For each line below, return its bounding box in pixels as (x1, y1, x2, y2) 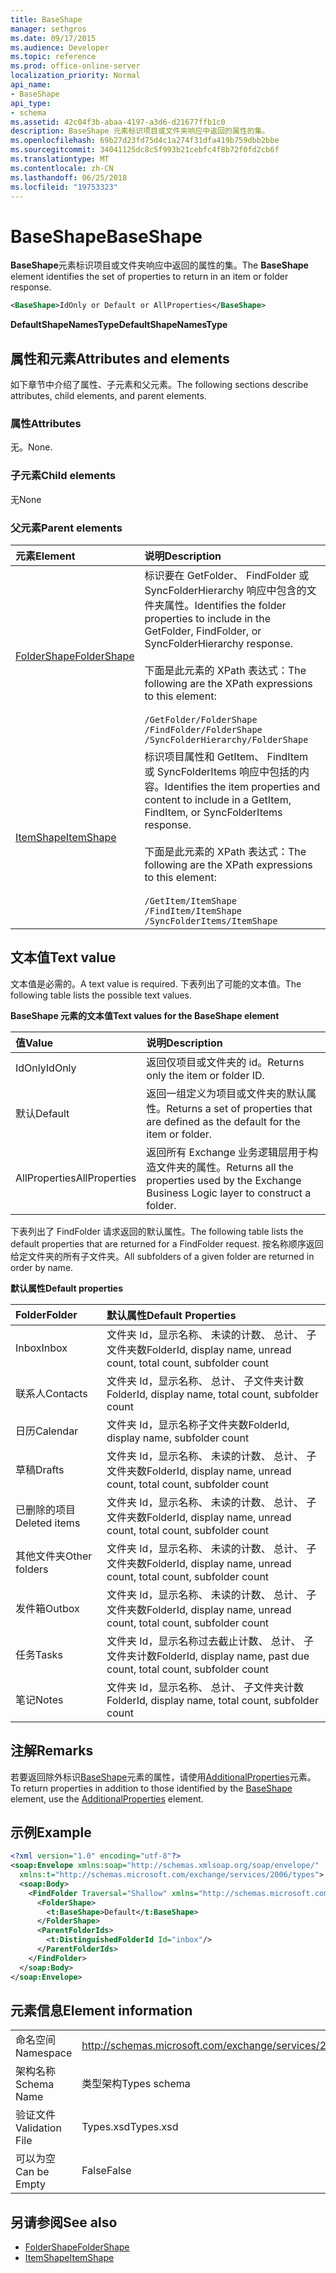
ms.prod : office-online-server (10, 61, 141, 71)
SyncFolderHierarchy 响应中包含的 (144, 583, 307, 597)
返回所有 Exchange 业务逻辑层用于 (146, 1145, 309, 1159)
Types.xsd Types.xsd (81, 2120, 179, 2134)
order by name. (10, 1261, 74, 1273)
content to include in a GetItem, (144, 792, 292, 806)
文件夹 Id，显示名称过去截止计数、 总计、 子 (106, 1634, 315, 1648)
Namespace (15, 2046, 73, 2060)
